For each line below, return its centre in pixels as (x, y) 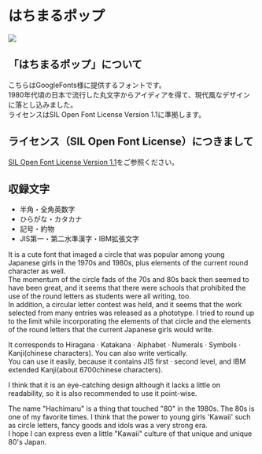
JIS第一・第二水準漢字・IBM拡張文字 (79, 239)
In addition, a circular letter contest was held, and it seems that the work (125, 305)
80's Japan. (28, 442)
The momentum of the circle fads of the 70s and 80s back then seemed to (129, 280)
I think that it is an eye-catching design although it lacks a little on (114, 385)
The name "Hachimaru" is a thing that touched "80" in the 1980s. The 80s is (131, 408)
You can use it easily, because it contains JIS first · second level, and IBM (127, 361)
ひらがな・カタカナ (51, 219)
